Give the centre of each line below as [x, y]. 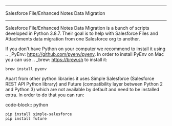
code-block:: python [27, 105]
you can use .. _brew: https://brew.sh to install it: [56, 60]
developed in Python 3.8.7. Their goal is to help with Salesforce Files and [82, 33]
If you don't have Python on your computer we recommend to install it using [85, 49]
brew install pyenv [26, 69]
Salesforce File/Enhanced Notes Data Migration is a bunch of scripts [77, 28]
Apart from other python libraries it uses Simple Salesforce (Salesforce [80, 78]
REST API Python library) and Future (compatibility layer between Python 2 [84, 84]
